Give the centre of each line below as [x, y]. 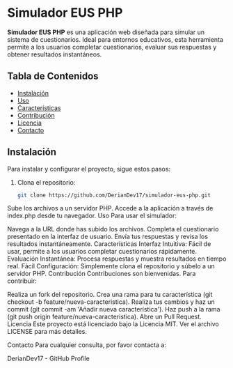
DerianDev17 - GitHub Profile [49, 359]
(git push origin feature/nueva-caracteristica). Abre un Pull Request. [104, 317]
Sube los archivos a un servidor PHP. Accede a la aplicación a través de [110, 208]
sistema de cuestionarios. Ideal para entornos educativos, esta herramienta [115, 39]
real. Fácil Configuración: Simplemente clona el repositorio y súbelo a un [111, 266]
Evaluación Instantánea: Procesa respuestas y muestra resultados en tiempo [117, 259]
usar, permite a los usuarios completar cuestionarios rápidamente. [102, 252]
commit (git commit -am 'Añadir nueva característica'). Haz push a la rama [114, 309]
